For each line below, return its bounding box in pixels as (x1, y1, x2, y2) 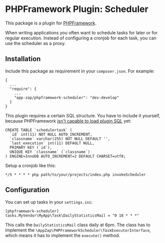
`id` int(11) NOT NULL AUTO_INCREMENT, (9, 132, 93, 137)
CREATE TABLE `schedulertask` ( (5, 127, 72, 133)
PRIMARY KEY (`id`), (9, 145, 52, 150)
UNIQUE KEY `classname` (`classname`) (9, 149, 91, 154)
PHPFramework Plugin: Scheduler (5, 3, 149, 15)
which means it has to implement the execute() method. (5, 232, 121, 238)
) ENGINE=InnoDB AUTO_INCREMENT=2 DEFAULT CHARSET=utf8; (5, 154, 126, 159)
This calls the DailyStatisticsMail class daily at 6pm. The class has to (5, 222, 151, 228)
